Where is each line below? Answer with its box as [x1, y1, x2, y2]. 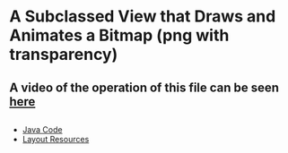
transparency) [9, 45, 118, 64]
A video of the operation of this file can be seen [9, 80, 280, 95]
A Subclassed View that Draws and [9, 6, 276, 27]
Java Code [22, 123, 63, 135]
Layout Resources [22, 133, 90, 144]
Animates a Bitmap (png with [9, 25, 230, 46]
